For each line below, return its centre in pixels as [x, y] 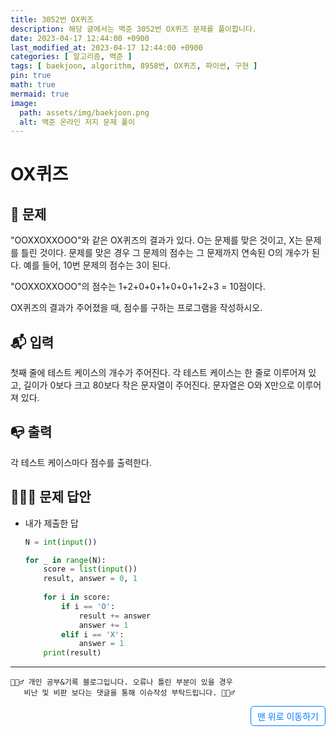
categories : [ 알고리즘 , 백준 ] [71, 57]
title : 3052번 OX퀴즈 [52, 19]
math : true [33, 85]
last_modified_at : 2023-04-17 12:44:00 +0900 [106, 47]
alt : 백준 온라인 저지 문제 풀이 [77, 122]
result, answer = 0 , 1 [90, 579]
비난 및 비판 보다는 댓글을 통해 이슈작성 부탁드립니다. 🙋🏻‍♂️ [129, 693]
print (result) [72, 653]
